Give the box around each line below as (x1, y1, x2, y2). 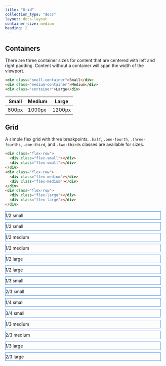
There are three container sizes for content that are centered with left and (5, 57, 155, 63)
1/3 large (5, 343, 23, 349)
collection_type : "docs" (5, 12, 56, 17)
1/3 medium (5, 321, 30, 327)
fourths (5, 143, 21, 147)
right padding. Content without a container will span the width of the (5, 63, 144, 69)
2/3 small (5, 289, 25, 294)
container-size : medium (5, 21, 54, 26)
